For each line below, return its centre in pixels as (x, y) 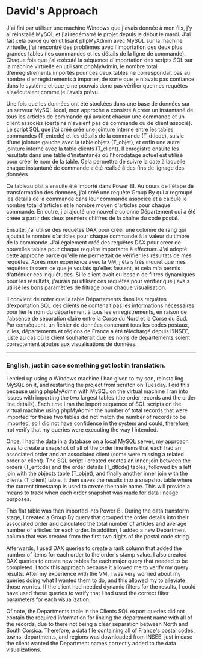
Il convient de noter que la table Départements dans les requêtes (87, 299)
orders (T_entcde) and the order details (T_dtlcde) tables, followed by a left (99, 467)
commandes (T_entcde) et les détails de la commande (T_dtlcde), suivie (95, 136)
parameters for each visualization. (48, 599)
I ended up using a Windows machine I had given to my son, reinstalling (95, 379)
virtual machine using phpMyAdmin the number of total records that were (97, 410)
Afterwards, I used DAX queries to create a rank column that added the (94, 548)
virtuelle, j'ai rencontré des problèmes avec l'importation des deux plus (94, 47)
